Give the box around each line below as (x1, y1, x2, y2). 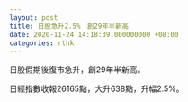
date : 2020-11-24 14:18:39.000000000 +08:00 (9, 30, 179, 39)
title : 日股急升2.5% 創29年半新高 (9, 22, 129, 31)
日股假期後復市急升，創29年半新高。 (9, 64, 146, 75)
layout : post (9, 13, 58, 23)
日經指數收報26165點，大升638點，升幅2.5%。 (9, 83, 184, 95)
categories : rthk (9, 38, 75, 48)
